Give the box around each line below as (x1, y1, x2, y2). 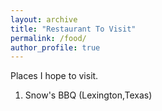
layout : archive (10, 14, 78, 25)
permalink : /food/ (10, 33, 87, 43)
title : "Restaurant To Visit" (10, 24, 137, 34)
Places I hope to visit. (10, 70, 99, 82)
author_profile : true (10, 42, 101, 53)
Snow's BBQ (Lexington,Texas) (24, 89, 153, 101)
